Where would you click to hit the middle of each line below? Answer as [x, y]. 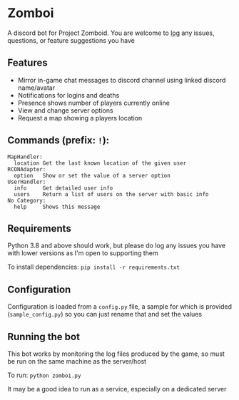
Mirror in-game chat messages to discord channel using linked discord [122, 80]
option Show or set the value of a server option [92, 175]
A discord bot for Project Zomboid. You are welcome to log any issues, [111, 33]
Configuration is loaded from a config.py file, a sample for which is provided [119, 307]
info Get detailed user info [63, 188]
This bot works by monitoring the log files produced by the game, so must [116, 354]
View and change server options [65, 110]
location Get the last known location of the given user [100, 163]
